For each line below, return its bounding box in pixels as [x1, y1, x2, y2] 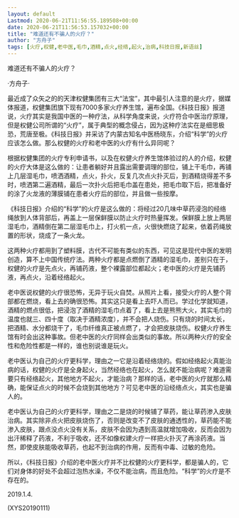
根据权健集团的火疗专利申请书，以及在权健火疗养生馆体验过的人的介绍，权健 [7, 154, 232, 162]
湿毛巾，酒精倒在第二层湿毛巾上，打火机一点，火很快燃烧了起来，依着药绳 [7, 222, 225, 231]
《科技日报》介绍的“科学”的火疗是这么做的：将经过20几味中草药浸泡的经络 [7, 204, 226, 213]
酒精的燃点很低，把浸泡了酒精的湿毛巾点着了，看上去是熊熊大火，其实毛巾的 [7, 306, 232, 314]
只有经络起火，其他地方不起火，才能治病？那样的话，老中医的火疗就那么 [13, 374, 225, 383]
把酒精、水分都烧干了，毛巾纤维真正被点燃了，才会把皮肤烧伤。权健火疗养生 [7, 324, 232, 332]
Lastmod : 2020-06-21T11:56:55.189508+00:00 [7, 17, 139, 24]
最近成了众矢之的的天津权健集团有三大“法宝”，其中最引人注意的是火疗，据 [7, 94, 225, 102]
